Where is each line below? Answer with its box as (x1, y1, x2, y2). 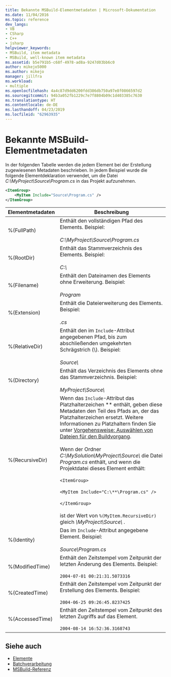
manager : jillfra (5, 74, 42, 79)
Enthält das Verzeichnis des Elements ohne (60, 367, 163, 374)
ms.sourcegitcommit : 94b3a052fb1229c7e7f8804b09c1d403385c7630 (5, 93, 142, 98)
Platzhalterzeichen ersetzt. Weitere (60, 414, 144, 421)
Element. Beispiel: (60, 533, 103, 540)
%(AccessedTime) (8, 616, 53, 623)
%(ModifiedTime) (8, 563, 50, 570)
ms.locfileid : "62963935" (5, 112, 60, 117)
